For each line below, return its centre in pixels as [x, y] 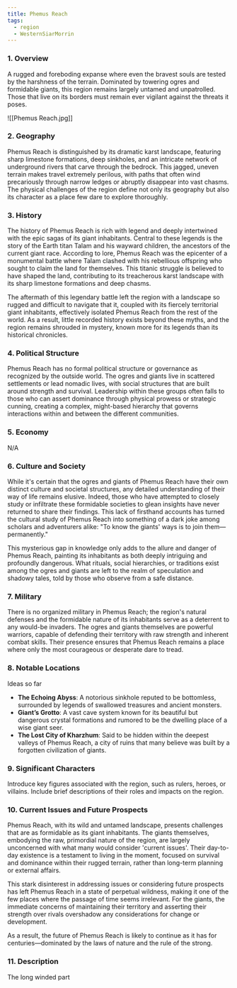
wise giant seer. [40, 727]
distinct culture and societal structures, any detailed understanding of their [116, 489]
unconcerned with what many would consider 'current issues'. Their [106, 848]
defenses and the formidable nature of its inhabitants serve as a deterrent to [118, 620]
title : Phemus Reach [38, 14]
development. [27, 922]
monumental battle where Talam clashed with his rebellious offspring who [115, 261]
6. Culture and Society [47, 466]
